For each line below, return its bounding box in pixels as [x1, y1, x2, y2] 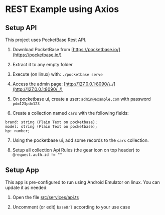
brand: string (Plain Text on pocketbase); [5, 120, 98, 125]
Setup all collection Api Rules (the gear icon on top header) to [12, 147, 140, 153]
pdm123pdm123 [12, 101, 40, 106]
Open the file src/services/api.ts [12, 194, 79, 200]
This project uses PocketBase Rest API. [5, 37, 87, 43]
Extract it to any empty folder [12, 62, 73, 67]
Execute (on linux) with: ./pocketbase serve [12, 71, 103, 77]
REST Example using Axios [5, 4, 119, 15]
